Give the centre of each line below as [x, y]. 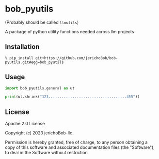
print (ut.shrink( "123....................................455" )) [72, 97]
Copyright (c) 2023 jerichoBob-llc [39, 133]
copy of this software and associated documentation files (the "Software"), [80, 147]
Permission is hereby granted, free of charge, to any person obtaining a [76, 142]
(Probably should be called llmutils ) [42, 22]
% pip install [19, 58]
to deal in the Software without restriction [47, 153]
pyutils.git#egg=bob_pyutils [34, 62]
